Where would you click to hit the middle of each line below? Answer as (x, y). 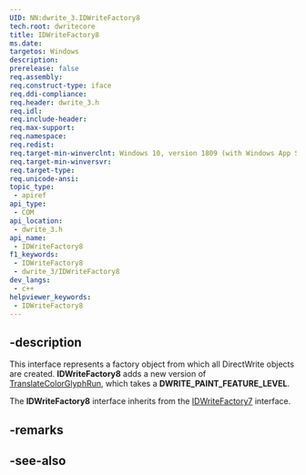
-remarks (36, 430)
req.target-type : (42, 170)
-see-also (38, 460)
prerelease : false (44, 69)
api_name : (28, 237)
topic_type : (32, 187)
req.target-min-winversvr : (61, 162)
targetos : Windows (44, 52)
